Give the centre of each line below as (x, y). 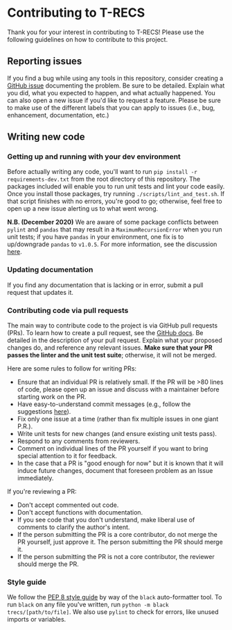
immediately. (35, 478)
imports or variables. (37, 620)
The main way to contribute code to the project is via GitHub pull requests (113, 325)
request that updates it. (41, 292)
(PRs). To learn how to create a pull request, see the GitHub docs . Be (105, 333)
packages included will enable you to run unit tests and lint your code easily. (116, 186)
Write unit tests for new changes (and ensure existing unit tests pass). (117, 434)
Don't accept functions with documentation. (80, 512)
